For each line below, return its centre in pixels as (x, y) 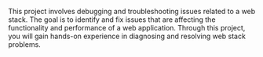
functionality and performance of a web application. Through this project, (127, 28)
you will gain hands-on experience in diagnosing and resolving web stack (127, 36)
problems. (24, 45)
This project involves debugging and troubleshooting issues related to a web (132, 11)
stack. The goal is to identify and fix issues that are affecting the (112, 20)
